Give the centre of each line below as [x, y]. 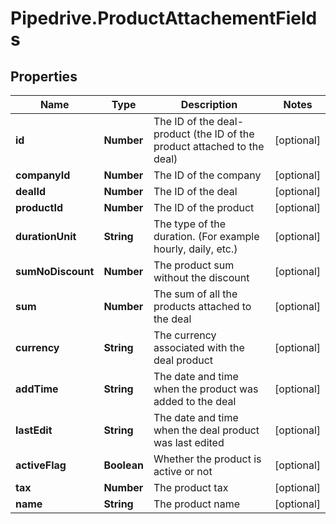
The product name [197, 504]
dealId [30, 191]
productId [39, 207]
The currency [185, 335]
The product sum [194, 265]
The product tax [191, 487]
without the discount [201, 277]
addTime [37, 389]
